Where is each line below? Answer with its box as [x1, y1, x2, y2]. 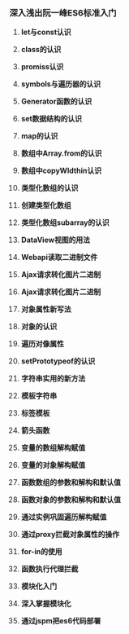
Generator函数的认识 [20, 96, 92, 107]
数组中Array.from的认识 [20, 148, 102, 158]
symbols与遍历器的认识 [20, 79, 101, 89]
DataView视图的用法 [20, 235, 90, 245]
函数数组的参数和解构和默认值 [20, 478, 121, 487]
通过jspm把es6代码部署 [20, 616, 101, 626]
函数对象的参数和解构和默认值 [20, 495, 121, 504]
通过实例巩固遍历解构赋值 [20, 512, 107, 522]
